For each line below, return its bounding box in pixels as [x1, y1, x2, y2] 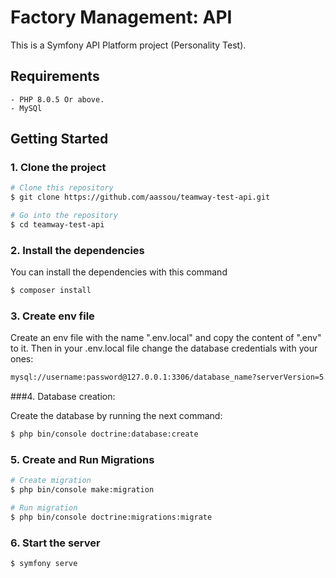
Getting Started [10, 131, 109, 148]
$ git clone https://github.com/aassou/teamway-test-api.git [10, 192, 271, 203]
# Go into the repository [10, 211, 118, 221]
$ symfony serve [10, 559, 78, 569]
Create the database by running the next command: [10, 410, 223, 422]
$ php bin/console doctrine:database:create [10, 429, 199, 440]
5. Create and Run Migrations [10, 453, 155, 467]
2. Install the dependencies [10, 243, 145, 257]
